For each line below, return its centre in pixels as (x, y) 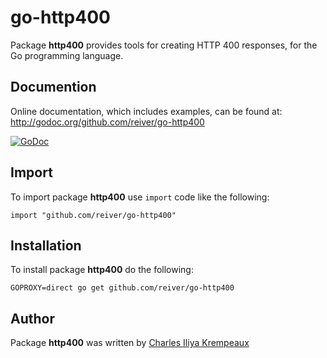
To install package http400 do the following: (102, 270)
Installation (46, 245)
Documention (53, 87)
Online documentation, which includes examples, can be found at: (146, 111)
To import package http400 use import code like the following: (140, 197)
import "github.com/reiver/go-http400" (93, 215)
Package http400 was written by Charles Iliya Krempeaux (130, 343)
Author (32, 318)
